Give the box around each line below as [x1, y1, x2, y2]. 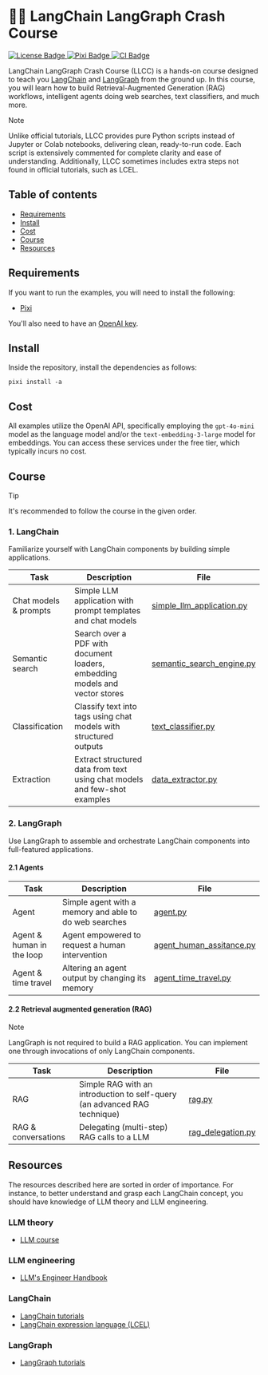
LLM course [19, 1235, 60, 1245]
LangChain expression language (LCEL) [19, 1319, 150, 1329]
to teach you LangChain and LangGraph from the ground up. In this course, [8, 74, 255, 84]
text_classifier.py [151, 721, 215, 732]
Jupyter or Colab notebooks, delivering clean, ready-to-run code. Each [8, 139, 242, 149]
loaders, [74, 658, 105, 669]
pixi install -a [8, 378, 62, 386]
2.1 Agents [8, 862, 44, 873]
